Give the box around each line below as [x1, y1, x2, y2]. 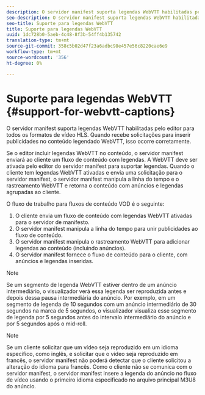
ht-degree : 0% [6, 60, 43, 66]
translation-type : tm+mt [6, 37, 70, 43]
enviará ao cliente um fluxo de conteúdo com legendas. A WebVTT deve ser [6, 156, 198, 164]
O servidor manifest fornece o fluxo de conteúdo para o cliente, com [15, 251, 188, 258]
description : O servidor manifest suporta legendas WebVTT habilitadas [6, 9, 192, 15]
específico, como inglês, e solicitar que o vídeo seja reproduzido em [6, 350, 178, 358]
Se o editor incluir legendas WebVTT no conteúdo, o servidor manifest [6, 150, 184, 157]
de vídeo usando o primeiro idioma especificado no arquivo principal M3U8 [6, 376, 196, 383]
